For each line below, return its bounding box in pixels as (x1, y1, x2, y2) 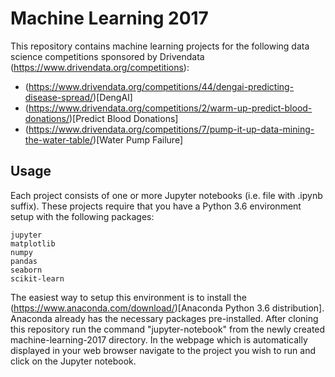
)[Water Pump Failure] (93, 133, 183, 146)
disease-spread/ (24, 91, 94, 103)
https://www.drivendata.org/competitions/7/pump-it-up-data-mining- (28, 123, 315, 135)
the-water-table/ (24, 133, 94, 146)
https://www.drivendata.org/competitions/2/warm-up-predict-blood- (28, 102, 313, 114)
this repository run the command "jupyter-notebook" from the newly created (10, 323, 326, 335)
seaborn (10, 265, 43, 275)
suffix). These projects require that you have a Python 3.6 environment (10, 200, 302, 212)
